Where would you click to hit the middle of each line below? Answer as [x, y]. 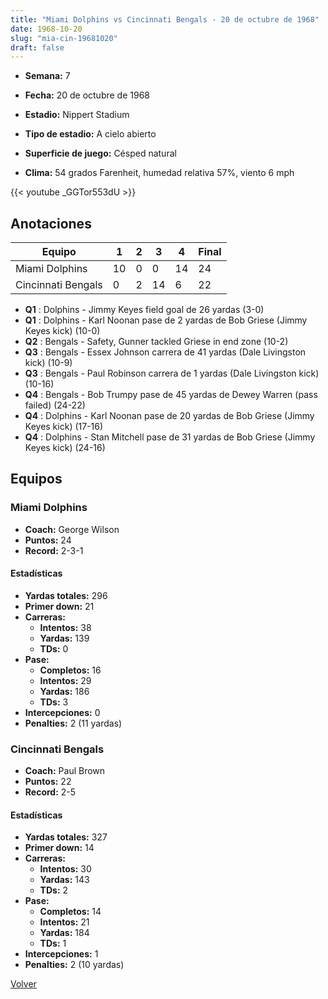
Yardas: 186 [64, 691]
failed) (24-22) [55, 405]
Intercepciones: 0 [62, 712]
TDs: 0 [54, 648]
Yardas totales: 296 [66, 595]
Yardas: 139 [64, 638]
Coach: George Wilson [72, 529]
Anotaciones [51, 223]
